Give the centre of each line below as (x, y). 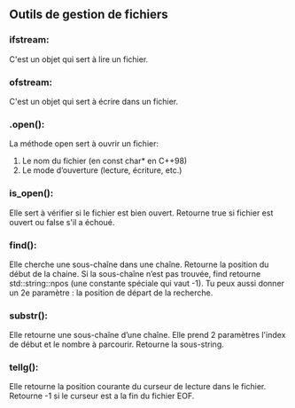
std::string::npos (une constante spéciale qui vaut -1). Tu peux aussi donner (147, 283)
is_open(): (31, 193)
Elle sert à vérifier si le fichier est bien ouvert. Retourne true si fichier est (141, 213)
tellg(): (24, 367)
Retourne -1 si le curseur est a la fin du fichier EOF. (102, 396)
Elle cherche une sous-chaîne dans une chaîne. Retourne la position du (139, 264)
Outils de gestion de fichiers (89, 15)
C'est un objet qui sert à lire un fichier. (79, 59)
